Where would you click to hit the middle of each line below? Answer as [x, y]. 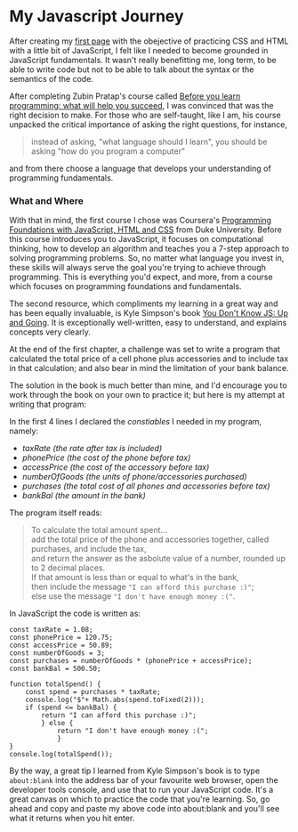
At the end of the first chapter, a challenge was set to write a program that [145, 350]
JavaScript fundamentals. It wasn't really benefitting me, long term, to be [143, 60]
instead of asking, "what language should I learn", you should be [149, 141]
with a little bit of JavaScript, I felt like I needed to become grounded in [139, 50]
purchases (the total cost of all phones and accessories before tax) [146, 486]
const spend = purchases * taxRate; [93, 692]
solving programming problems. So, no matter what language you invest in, [147, 258]
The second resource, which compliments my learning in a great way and [144, 303]
